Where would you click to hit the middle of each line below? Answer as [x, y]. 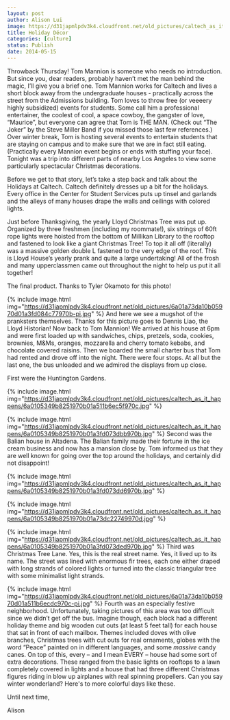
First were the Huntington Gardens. [56, 378]
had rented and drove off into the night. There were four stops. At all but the [114, 357]
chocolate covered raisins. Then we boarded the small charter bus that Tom [114, 350]
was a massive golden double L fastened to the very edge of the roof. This [112, 250]
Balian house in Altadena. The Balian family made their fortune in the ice [108, 441]
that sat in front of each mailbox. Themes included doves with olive [102, 632]
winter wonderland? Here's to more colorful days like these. [91, 684]
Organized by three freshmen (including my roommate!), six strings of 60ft [112, 229]
